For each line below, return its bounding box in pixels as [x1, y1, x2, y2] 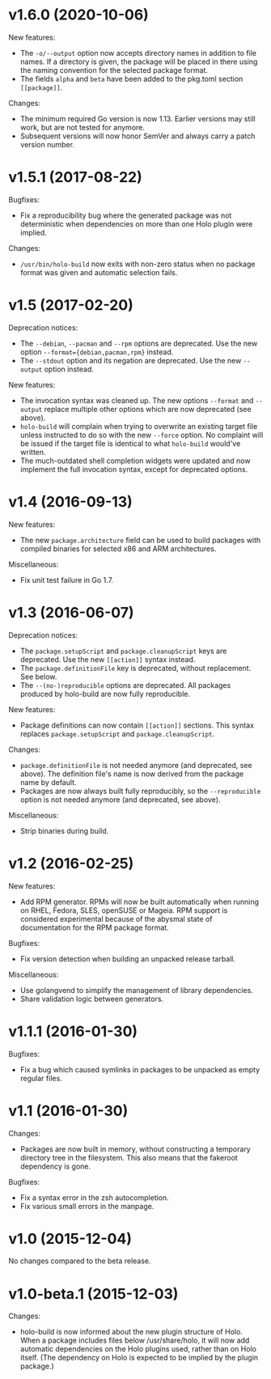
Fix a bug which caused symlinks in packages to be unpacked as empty [19, 1064, 260, 1074]
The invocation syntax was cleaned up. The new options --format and [19, 395, 254, 405]
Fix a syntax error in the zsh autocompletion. [19, 1192, 170, 1203]
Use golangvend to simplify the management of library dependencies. [19, 985, 253, 995]
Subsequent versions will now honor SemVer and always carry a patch [19, 131, 256, 141]
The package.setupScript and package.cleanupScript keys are [19, 646, 227, 656]
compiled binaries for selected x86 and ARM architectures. [19, 544, 217, 554]
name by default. [19, 777, 77, 787]
